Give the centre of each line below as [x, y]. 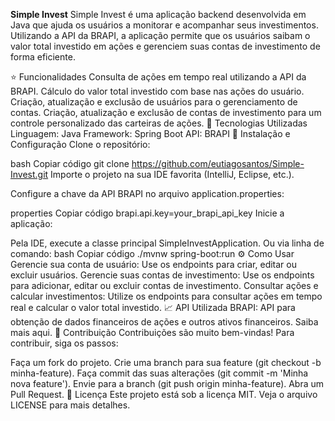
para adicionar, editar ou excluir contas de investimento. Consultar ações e [164, 285]
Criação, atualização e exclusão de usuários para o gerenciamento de [154, 102]
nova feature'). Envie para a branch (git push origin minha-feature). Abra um [167, 383]
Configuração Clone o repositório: [80, 144]
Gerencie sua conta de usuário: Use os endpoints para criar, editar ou [154, 264]
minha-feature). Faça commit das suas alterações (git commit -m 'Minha [159, 373]
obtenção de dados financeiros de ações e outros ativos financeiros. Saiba [164, 322]
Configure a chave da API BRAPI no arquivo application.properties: [147, 193]
